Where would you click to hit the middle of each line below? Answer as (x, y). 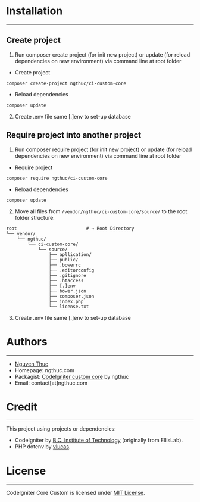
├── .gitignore (67, 275)
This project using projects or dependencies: (61, 429)
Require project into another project (74, 135)
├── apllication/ (70, 254)
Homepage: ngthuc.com (44, 370)
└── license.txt (69, 307)
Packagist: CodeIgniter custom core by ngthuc (72, 376)
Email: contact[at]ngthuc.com (51, 383)
